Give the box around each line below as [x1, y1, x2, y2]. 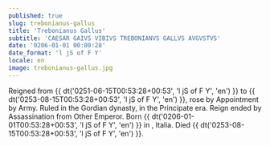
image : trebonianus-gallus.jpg [8, 64, 113, 72]
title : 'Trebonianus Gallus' [8, 26, 106, 34]
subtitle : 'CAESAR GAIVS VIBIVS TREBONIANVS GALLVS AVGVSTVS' [8, 34, 221, 43]
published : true [8, 11, 63, 20]
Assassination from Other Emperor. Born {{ [8, 112, 150, 121]
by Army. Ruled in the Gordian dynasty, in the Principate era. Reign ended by [8, 103, 262, 112]
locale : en [8, 57, 45, 65]
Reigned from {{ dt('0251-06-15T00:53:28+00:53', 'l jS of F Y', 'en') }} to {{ [8, 86, 256, 95]
